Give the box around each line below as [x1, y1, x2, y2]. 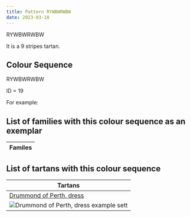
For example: [6, 99, 39, 106]
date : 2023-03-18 [6, 14, 50, 20]
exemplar [6, 125, 43, 135]
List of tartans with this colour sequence [6, 163, 161, 174]
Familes [9, 143, 32, 152]
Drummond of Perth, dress [9, 191, 84, 200]
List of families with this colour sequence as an [6, 116, 186, 126]
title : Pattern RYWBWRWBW [6, 8, 71, 15]
